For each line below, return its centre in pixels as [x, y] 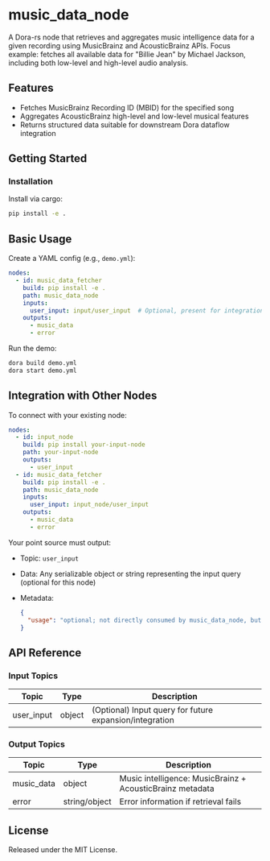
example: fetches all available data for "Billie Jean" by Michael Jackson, [127, 54]
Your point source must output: [59, 542]
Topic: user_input [49, 558]
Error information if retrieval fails [180, 801]
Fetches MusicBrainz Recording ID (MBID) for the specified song [127, 107]
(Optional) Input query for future [152, 710]
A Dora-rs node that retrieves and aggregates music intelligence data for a [131, 37]
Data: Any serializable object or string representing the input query [130, 573]
